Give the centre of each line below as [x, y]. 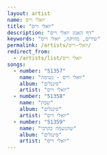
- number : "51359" [40, 122]
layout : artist [29, 13]
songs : [16, 64]
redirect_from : [29, 52]
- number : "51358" [40, 97]
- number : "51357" [40, 71]
